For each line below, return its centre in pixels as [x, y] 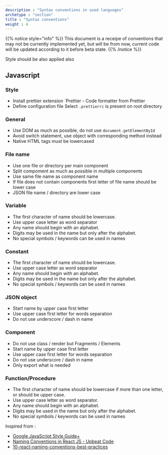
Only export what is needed [42, 365]
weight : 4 [17, 24]
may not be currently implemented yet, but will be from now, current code [82, 44]
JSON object [21, 297]
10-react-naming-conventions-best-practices [60, 447]
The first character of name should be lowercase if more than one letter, [88, 389]
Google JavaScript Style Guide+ [46, 436]
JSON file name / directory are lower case [56, 192]
